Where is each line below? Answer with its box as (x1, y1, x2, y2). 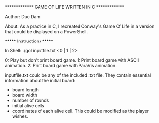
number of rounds (12, 97, 49, 103)
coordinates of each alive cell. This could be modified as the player (12, 108, 149, 114)
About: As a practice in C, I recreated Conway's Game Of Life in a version (5, 23, 155, 29)
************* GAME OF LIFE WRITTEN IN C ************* (5, 4, 125, 10)
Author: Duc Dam (5, 14, 40, 19)
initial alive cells (12, 103, 44, 108)
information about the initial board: (5, 78, 76, 83)
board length (12, 87, 39, 93)
